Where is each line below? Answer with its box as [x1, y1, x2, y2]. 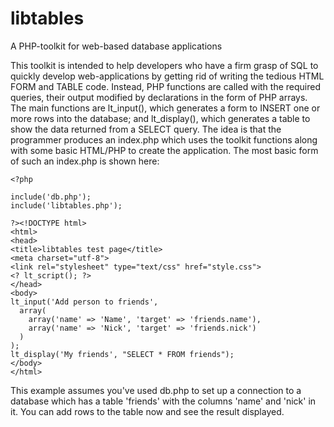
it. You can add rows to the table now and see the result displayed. [10, 405, 285, 417]
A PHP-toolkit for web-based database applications [10, 40, 223, 52]
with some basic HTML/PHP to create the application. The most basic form [10, 144, 319, 156]
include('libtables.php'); [10, 200, 123, 211]
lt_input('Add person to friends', [10, 297, 159, 307]
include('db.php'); [10, 192, 92, 202]
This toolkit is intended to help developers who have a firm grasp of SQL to [10, 59, 319, 71]
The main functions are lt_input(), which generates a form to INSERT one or [10, 102, 321, 114]
